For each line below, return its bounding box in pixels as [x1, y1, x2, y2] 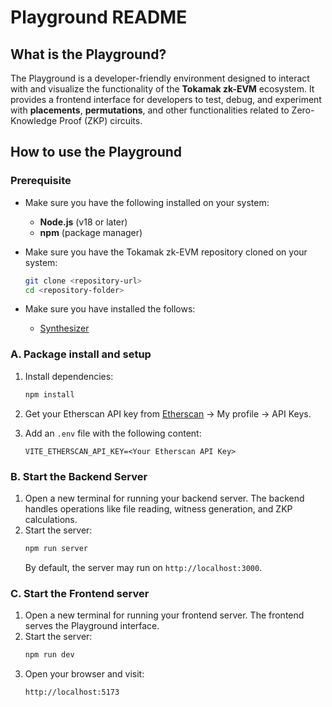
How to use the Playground [10, 144, 183, 161]
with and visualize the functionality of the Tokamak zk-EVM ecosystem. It [10, 83, 315, 95]
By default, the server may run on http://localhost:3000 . [24, 561, 263, 573]
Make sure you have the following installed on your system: [24, 196, 270, 208]
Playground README [10, 6, 188, 29]
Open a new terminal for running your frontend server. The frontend [24, 609, 305, 621]
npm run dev [24, 650, 75, 660]
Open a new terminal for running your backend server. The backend [24, 492, 305, 504]
